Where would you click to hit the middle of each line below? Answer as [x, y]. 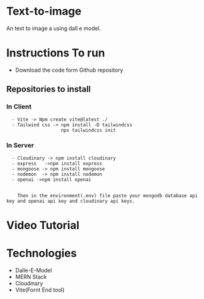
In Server [20, 145]
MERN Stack [31, 276]
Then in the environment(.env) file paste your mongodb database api [108, 195]
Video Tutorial [43, 225]
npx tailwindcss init [88, 130]
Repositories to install [49, 89]
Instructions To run [56, 53]
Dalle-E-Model [34, 270]
